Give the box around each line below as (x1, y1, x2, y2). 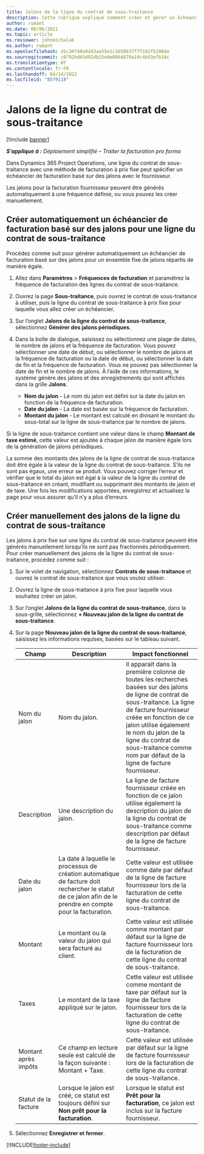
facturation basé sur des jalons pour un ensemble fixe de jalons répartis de (6, 256, 194, 263)
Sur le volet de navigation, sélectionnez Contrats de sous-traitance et (15, 567, 191, 575)
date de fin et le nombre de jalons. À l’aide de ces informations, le (15, 367, 179, 375)
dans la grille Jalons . (15, 380, 68, 388)
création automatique (58, 869, 120, 878)
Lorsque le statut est (126, 1084, 185, 1092)
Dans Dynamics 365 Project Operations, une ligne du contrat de (6, 159, 166, 167)
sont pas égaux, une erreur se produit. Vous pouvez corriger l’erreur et (6, 467, 183, 474)
